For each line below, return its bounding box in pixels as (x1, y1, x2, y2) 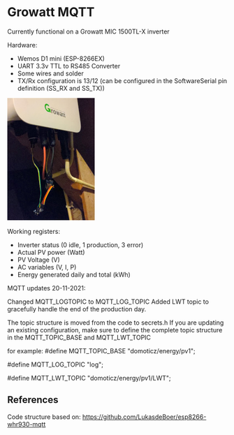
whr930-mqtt (7, 420, 46, 428)
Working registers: (7, 227, 61, 235)
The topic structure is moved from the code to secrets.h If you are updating (7, 318, 224, 327)
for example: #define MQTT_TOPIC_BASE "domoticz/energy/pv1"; (7, 346, 196, 355)
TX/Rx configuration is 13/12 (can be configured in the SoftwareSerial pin (17, 76, 228, 84)
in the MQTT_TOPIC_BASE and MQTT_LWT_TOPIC (7, 333, 152, 341)
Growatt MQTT (7, 4, 95, 20)
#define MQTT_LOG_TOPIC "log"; (7, 360, 103, 369)
